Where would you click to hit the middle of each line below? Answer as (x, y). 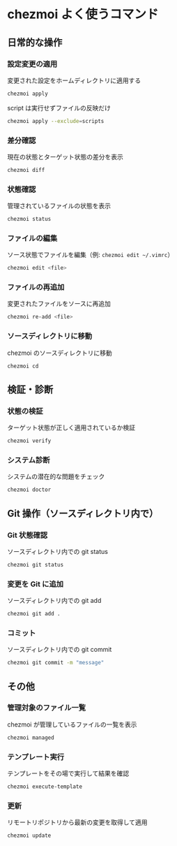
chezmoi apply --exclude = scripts (56, 121)
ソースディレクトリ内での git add (54, 601)
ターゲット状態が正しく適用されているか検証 (71, 428)
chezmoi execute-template (45, 787)
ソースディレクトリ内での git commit (60, 650)
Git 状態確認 (28, 535)
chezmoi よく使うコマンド (83, 14)
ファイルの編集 (32, 238)
